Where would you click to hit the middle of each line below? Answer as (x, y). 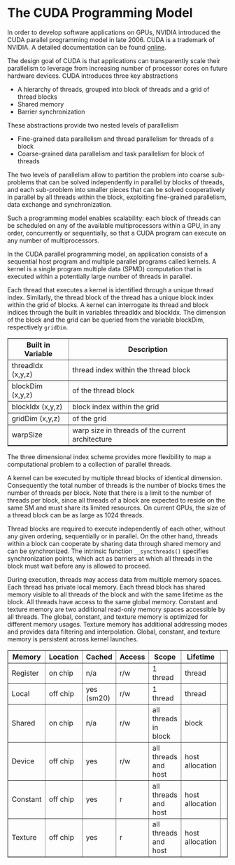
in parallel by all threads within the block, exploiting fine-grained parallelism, (117, 197)
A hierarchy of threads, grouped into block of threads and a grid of (113, 89)
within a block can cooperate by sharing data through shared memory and (114, 543)
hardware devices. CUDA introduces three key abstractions (93, 76)
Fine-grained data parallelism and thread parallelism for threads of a (116, 139)
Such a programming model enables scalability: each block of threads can (114, 218)
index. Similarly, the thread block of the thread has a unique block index (111, 297)
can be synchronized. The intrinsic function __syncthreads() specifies (108, 551)
